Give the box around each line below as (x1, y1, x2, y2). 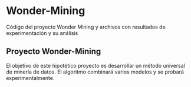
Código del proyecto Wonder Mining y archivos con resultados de (6, 23, 166, 30)
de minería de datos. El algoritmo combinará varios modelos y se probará (6, 68, 185, 75)
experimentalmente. (6, 74, 55, 81)
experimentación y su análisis (6, 29, 78, 36)
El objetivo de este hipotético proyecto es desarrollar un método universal (6, 62, 186, 69)
